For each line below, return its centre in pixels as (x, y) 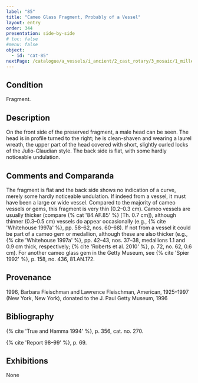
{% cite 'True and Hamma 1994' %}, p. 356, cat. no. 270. (75, 331)
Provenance (29, 277)
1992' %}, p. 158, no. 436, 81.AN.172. (51, 259)
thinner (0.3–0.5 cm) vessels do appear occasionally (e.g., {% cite (86, 221)
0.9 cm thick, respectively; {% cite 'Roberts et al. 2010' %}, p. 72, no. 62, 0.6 (99, 246)
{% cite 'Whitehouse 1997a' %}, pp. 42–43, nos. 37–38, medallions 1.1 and (96, 240)
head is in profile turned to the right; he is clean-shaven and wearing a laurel (99, 138)
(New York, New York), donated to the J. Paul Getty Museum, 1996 (87, 298)
